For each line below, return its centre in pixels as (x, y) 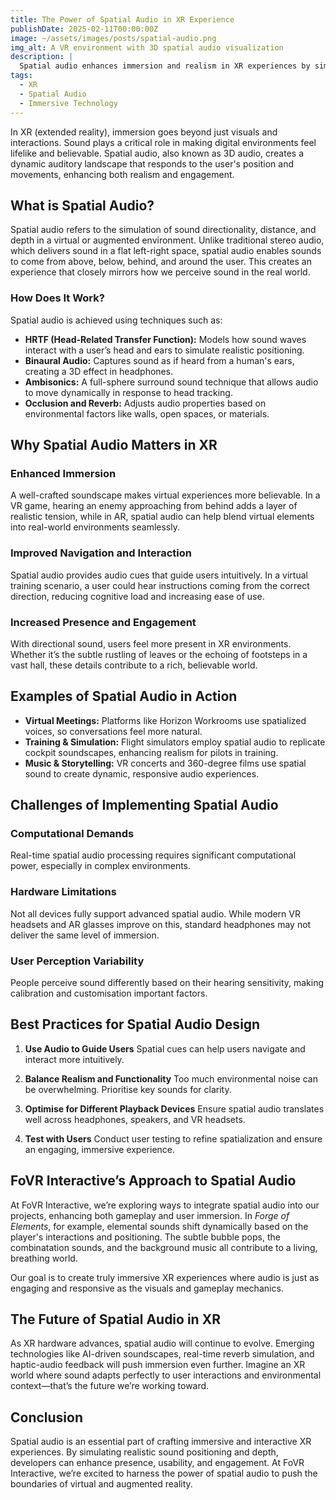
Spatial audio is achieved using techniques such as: (116, 320)
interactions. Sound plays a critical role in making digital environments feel (163, 142)
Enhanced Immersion (63, 473)
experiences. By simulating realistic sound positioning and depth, (144, 1452)
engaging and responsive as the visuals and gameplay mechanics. (147, 1288)
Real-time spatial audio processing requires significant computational (153, 855)
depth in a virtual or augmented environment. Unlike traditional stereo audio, (167, 240)
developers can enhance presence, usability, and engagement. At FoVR (157, 1463)
